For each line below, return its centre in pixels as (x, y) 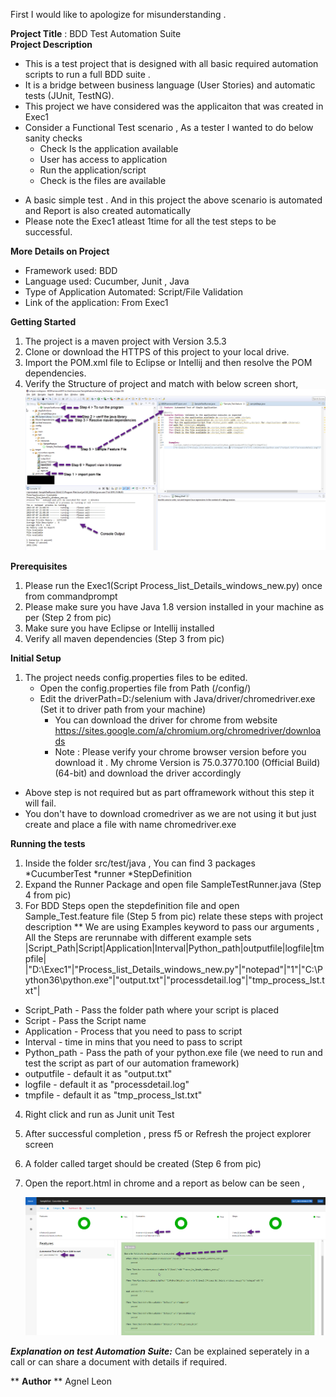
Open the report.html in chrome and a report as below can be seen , (165, 1183)
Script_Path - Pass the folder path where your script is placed (151, 1010)
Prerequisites (39, 566)
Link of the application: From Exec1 (96, 302)
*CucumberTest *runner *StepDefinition (108, 874)
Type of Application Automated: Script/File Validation (133, 292)
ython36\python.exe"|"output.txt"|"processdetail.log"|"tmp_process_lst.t (174, 980)
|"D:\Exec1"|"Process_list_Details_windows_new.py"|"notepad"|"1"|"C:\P (173, 970)
